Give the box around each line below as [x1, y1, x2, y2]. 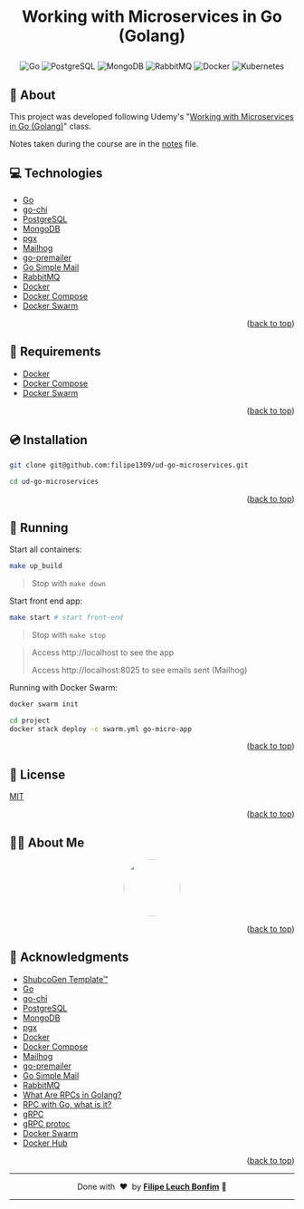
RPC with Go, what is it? [22, 1098, 112, 1109]
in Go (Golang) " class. [9, 121, 92, 131]
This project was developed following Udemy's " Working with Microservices [9, 111, 294, 121]
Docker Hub [22, 1137, 68, 1148]
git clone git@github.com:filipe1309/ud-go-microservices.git [9, 460, 249, 470]
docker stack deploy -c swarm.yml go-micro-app [9, 724, 193, 733]
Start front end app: [9, 595, 83, 606]
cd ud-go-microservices [9, 478, 100, 487]
